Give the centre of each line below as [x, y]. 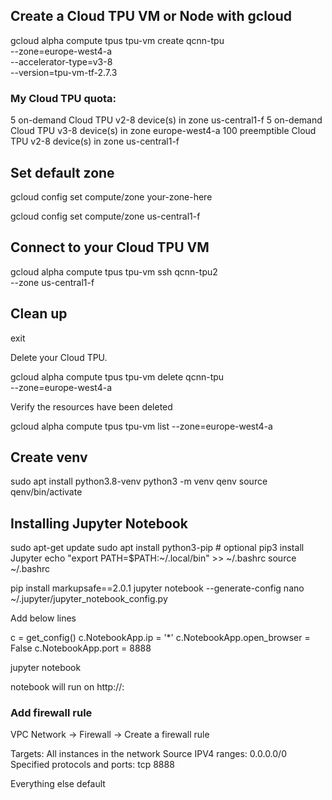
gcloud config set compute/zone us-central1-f [105, 216]
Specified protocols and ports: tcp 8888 [92, 765]
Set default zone [62, 172]
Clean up [39, 314]
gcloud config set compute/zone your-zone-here [111, 196]
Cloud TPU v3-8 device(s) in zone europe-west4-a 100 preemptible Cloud [163, 131]
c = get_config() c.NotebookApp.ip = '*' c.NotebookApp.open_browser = [160, 638]
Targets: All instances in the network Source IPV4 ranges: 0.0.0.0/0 [148, 754]
